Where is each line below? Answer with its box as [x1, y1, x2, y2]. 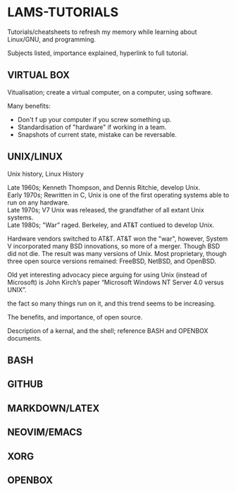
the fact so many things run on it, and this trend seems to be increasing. [7, 299, 216, 308]
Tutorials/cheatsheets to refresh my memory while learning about [7, 28, 197, 36]
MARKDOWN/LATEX [7, 402, 100, 414]
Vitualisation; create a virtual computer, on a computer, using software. [7, 87, 213, 96]
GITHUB [7, 378, 44, 390]
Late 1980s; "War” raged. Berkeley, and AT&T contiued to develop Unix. [7, 220, 215, 229]
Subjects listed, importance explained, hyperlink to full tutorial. [7, 49, 189, 57]
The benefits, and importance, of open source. [7, 313, 143, 321]
